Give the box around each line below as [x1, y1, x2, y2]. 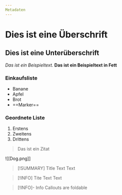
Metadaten [5, 7, 26, 12]
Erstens [12, 125, 28, 131]
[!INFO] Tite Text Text [17, 175, 62, 181]
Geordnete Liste [5, 114, 45, 121]
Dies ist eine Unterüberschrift [5, 48, 99, 57]
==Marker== [12, 101, 39, 107]
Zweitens [12, 131, 31, 137]
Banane [12, 85, 28, 91]
